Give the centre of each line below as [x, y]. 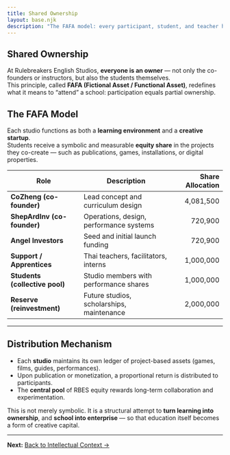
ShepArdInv [30, 217]
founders [20, 78]
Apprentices [31, 265]
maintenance [104, 313]
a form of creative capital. [43, 425]
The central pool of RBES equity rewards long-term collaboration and [115, 390]
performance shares [116, 284]
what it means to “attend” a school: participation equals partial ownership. [111, 93]
